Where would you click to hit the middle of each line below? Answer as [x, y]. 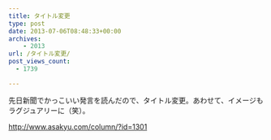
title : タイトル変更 [39, 16]
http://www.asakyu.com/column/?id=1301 [78, 126]
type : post [27, 24]
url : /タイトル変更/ [39, 54]
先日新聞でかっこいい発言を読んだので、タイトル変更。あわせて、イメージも [136, 100]
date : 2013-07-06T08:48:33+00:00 [65, 31]
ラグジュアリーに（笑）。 [49, 110]
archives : [25, 39]
